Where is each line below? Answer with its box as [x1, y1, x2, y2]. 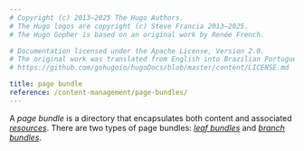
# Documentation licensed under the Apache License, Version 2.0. [9, 46, 265, 55]
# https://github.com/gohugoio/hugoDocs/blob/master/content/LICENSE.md [9, 63, 290, 72]
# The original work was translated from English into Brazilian [9, 55, 261, 64]
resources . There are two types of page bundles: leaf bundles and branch [9, 122, 285, 133]
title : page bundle [9, 80, 83, 89]
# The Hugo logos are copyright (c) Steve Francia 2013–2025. [9, 22, 249, 31]
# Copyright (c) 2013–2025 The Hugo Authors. [9, 13, 184, 23]
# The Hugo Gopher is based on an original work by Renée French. [9, 30, 265, 39]
